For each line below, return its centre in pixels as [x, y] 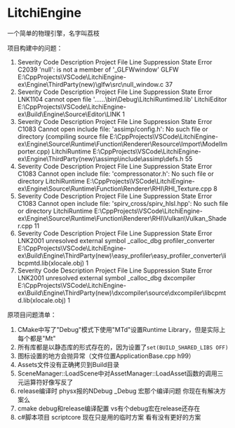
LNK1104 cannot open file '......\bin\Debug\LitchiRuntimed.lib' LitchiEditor [122, 99]
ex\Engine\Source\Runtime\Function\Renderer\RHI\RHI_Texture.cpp [114, 188]
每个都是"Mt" [36, 338]
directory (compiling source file [63, 136]
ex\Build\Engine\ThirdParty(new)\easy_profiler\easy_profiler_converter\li [122, 255]
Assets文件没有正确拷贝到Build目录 [68, 364]
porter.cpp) [34, 151]
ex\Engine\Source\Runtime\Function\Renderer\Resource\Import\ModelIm [122, 144]
